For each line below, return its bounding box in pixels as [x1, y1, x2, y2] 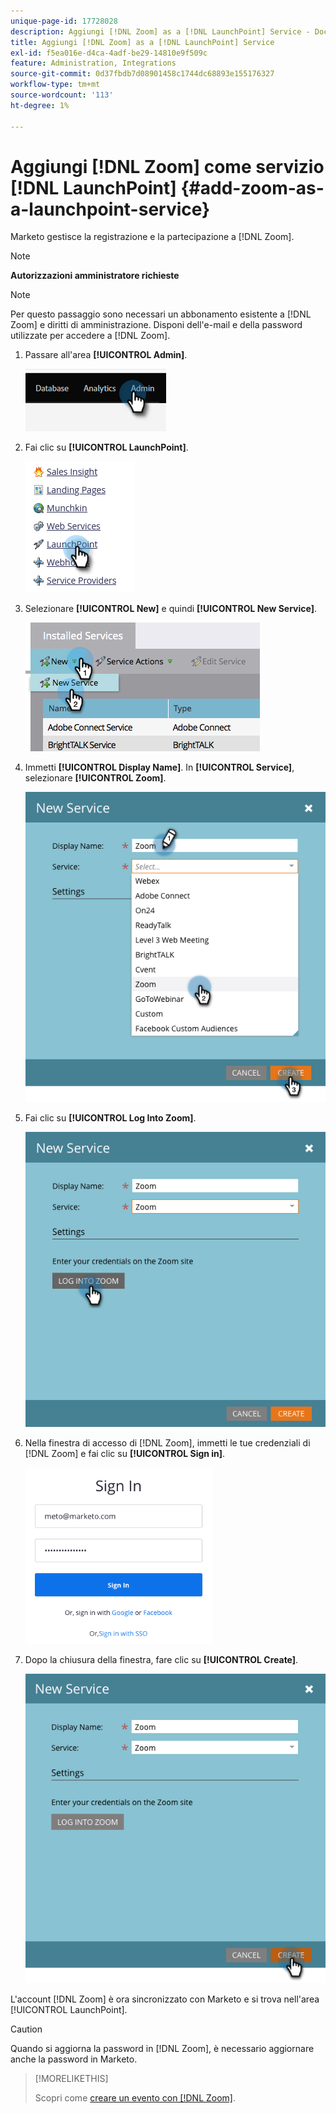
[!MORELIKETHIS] [34, 2072, 109, 2084]
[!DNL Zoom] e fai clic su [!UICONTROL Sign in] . [24, 1447, 226, 1459]
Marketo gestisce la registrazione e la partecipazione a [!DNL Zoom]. [10, 231, 295, 243]
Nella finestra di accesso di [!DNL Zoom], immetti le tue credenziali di [24, 1436, 311, 1449]
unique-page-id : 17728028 [10, 16, 118, 26]
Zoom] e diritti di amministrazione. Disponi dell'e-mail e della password [10, 319, 303, 331]
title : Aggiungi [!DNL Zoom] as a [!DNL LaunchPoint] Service [10, 37, 275, 47]
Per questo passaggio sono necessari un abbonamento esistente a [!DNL [10, 308, 312, 320]
